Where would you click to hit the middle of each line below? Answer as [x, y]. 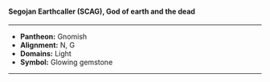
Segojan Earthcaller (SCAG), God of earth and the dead [102, 11]
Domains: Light [46, 54]
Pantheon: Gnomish [53, 37]
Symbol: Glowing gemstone [66, 62]
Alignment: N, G [47, 45]
